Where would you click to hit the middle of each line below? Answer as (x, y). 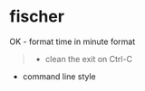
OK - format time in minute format (72, 41)
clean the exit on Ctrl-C (89, 59)
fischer (37, 17)
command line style (59, 76)
